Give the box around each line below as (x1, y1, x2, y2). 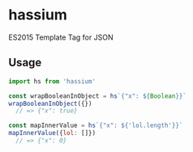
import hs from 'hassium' (8, 77, 96, 86)
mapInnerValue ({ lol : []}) (8, 129, 96, 137)
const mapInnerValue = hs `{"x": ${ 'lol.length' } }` (8, 121, 183, 130)
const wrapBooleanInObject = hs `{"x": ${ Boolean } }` (8, 91, 187, 100)
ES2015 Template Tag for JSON (8, 32, 114, 42)
